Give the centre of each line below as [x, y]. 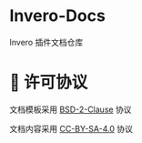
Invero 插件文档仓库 [46, 42]
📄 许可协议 [49, 82]
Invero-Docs [58, 16]
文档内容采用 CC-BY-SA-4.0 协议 [71, 128]
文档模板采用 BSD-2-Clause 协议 [71, 109]
